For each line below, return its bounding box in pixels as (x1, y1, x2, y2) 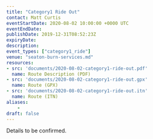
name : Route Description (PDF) (12, 71, 91, 77)
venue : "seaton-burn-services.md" (6, 54, 94, 60)
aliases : (6, 99, 29, 105)
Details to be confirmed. (6, 127, 67, 134)
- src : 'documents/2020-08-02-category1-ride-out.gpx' (6, 76, 148, 83)
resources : (6, 59, 34, 66)
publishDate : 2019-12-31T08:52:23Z (6, 32, 97, 38)
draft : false (6, 110, 39, 117)
